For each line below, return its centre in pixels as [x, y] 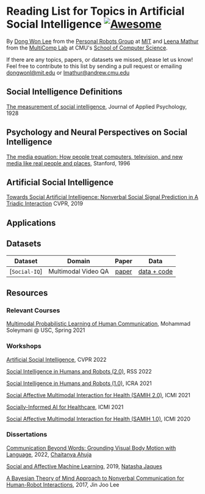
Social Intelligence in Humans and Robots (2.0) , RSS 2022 [79, 371]
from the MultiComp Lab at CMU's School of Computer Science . [87, 48]
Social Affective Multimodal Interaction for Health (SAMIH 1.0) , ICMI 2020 [99, 419]
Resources [27, 293]
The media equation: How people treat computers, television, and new [95, 157]
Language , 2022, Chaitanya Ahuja [49, 454]
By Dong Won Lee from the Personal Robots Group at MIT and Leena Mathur [103, 41]
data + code [156, 271]
